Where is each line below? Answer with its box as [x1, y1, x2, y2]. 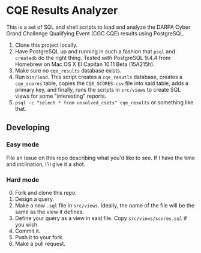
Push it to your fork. [14, 233, 64, 240]
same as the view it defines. [14, 208, 85, 215]
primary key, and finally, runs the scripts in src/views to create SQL [14, 86, 181, 93]
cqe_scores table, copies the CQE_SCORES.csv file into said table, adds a [14, 79, 189, 87]
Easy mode [6, 140, 40, 149]
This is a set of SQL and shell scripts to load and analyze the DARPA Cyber [6, 23, 191, 31]
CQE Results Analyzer [6, 4, 118, 17]
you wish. [14, 221, 39, 228]
